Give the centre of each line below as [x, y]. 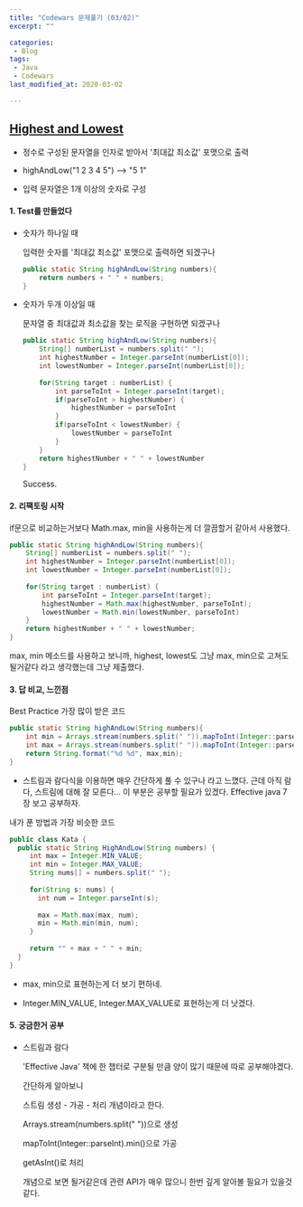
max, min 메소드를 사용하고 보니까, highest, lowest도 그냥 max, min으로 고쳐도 [149, 655]
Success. [40, 484]
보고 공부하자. [56, 803]
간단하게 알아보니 [53, 1085]
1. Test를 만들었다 [41, 211]
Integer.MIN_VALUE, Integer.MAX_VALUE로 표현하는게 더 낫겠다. [138, 1003]
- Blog [26, 51]
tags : [19, 60]
